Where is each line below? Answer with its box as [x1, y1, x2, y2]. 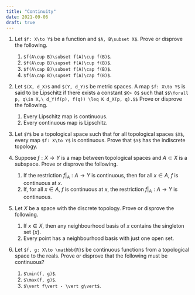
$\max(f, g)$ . [23, 276, 57, 283]
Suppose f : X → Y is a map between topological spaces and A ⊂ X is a [14, 155, 187, 162]
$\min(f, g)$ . [23, 270, 57, 277]
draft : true [6, 19, 35, 25]
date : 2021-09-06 [6, 14, 49, 20]
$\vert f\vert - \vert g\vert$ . [23, 282, 101, 289]
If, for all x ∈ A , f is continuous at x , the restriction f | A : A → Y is [23, 186, 178, 194]
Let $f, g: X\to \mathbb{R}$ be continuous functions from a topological [14, 246, 190, 253]
